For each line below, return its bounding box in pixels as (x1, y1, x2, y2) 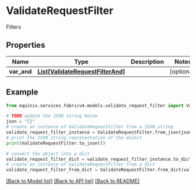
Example (6, 87, 38, 97)
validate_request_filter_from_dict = (6, 167, 98, 173)
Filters (6, 23, 22, 30)
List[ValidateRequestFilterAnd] (37, 67, 125, 75)
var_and (9, 67, 32, 75)
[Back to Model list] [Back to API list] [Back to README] (6, 178, 140, 185)
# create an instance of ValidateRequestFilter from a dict (6, 161, 156, 167)
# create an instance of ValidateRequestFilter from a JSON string (6, 124, 174, 130)
